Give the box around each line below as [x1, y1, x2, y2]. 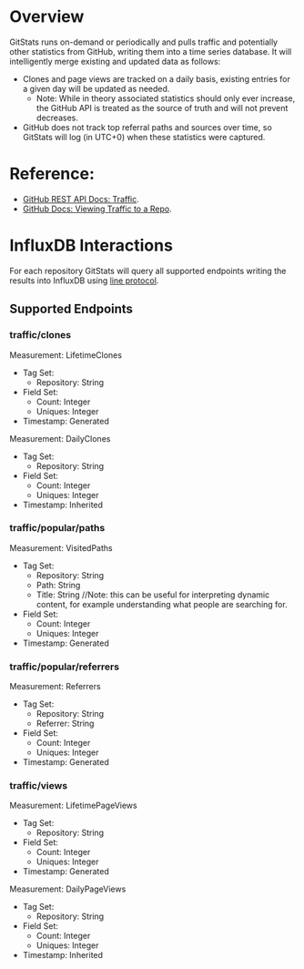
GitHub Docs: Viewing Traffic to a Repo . [22, 203, 172, 214]
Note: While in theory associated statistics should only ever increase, [35, 93, 296, 104]
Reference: [9, 164, 96, 184]
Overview [9, 6, 85, 27]
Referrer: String [35, 718, 95, 729]
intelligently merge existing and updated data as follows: [9, 56, 221, 66]
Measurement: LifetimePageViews [9, 800, 138, 811]
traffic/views [9, 780, 68, 792]
